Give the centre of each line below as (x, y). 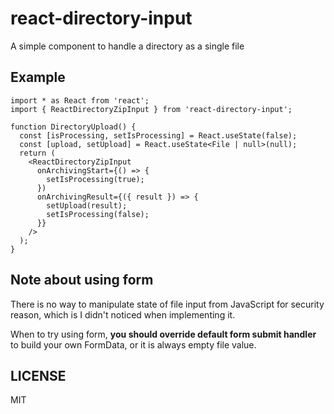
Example (38, 77)
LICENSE (38, 375)
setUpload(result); (87, 205)
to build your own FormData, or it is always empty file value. (133, 344)
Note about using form (82, 280)
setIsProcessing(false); (98, 214)
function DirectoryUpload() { (73, 127)
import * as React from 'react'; (80, 100)
